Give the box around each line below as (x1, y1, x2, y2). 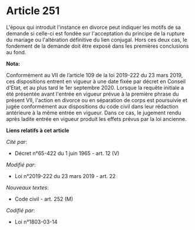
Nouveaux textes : (6, 184, 49, 191)
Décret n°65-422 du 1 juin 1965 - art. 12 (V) (14, 149, 120, 157)
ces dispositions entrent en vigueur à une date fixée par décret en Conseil (6, 78, 186, 85)
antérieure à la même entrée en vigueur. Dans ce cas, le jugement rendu (6, 109, 181, 116)
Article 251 (6, 4, 60, 18)
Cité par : (6, 138, 28, 145)
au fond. (6, 48, 27, 55)
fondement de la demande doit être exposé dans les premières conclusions (6, 42, 189, 50)
